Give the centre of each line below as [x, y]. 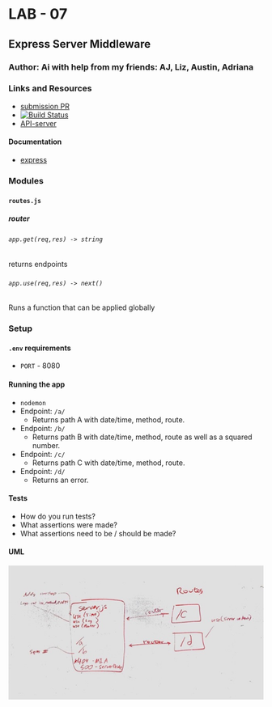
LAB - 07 [38, 14]
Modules [26, 180]
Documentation [35, 142]
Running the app [37, 384]
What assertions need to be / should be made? [98, 533]
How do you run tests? [57, 516]
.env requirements [40, 348]
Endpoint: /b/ [42, 428]
